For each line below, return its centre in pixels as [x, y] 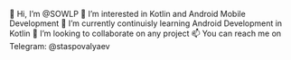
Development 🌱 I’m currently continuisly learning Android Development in [146, 23]
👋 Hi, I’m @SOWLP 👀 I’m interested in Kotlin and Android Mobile [127, 14]
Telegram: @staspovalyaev [60, 46]
